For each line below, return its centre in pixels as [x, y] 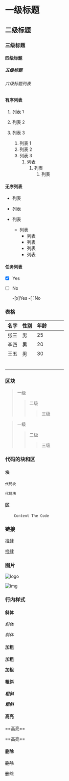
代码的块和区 [20, 459]
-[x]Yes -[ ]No [26, 298]
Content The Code [32, 516]
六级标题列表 [18, 84]
